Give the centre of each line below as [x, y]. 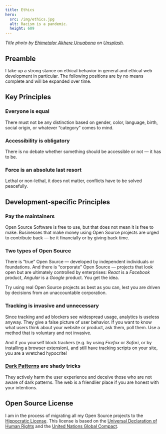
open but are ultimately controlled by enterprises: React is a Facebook [77, 272]
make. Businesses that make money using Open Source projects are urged [82, 232]
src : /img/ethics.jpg [32, 19]
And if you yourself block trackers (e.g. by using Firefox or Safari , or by [78, 342]
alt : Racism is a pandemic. [39, 24]
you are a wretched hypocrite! [36, 353]
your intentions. [21, 387]
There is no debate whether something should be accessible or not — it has [83, 152]
